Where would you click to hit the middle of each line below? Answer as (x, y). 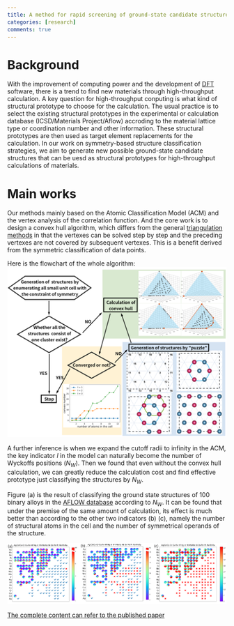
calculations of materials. (43, 166)
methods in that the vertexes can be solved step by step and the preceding (115, 235)
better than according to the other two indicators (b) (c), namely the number (116, 519)
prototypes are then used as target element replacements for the (100, 136)
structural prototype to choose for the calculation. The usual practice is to (113, 106)
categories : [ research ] (42, 22)
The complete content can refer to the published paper (86, 615)
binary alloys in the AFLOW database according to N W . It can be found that (115, 503)
